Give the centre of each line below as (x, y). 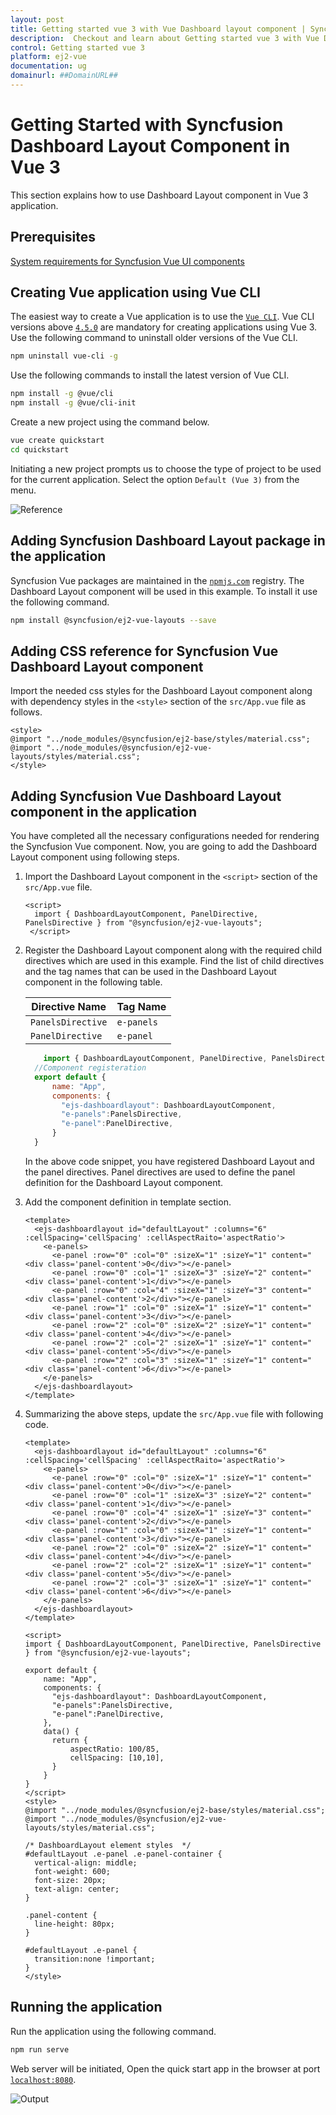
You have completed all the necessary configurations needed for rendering (165, 836)
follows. (26, 712)
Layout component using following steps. (95, 857)
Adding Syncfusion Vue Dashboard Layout (146, 796)
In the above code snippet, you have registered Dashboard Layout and (169, 1161)
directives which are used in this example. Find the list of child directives (174, 961)
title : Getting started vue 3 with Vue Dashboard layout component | (158, 29)
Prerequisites (53, 237)
